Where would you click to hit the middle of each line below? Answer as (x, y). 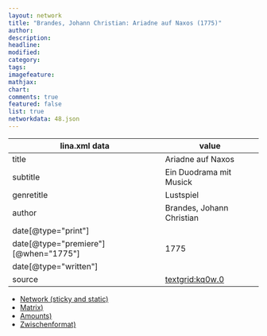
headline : (25, 45)
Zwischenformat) (48, 324)
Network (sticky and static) (64, 299)
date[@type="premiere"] (59, 243)
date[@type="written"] (55, 266)
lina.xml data (85, 145)
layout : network (35, 15)
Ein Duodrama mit (198, 172)
